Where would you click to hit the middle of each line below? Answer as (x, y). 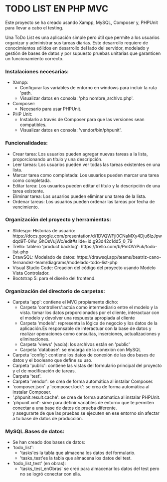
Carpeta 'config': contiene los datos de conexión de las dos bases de (83, 355)
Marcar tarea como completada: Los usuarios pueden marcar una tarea (86, 175)
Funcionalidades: (27, 143)
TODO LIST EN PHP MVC (57, 9)
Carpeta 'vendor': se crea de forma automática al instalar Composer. (83, 381)
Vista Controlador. (31, 273)
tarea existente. (28, 191)
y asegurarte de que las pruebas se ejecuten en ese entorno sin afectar (86, 413)
